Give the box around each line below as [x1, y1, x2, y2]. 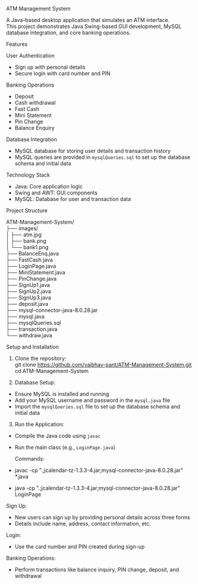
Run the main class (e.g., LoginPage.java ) [14, 444, 116, 451]
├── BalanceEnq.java [6, 250, 59, 257]
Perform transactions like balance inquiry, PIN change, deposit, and [14, 566, 179, 573]
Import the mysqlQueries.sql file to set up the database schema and [14, 403, 180, 410]
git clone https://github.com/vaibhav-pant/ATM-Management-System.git [14, 361, 192, 368]
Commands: [14, 455, 45, 462]
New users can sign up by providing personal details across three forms [14, 514, 190, 521]
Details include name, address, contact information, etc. [14, 520, 151, 527]
